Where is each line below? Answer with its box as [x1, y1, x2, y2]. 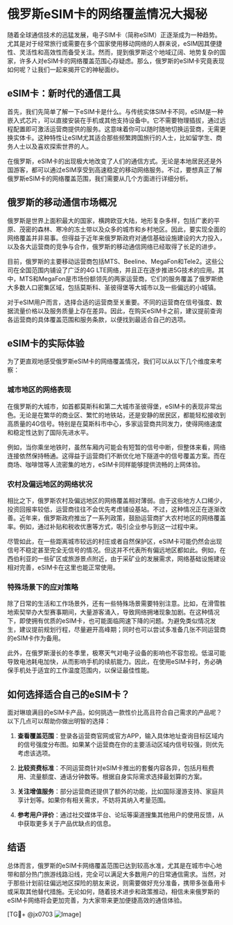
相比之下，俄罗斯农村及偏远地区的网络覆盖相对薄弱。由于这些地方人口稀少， [7, 496, 226, 504]
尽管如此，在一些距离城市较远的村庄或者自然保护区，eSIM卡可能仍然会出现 [7, 537, 223, 545]
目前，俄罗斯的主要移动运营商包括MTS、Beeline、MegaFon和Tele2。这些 [7, 257, 218, 265]
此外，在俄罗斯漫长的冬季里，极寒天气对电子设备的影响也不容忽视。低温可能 [7, 649, 226, 657]
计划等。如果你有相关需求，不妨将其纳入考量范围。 [23, 796, 170, 804]
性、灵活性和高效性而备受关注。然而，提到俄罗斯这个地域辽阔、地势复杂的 [7, 48, 220, 56]
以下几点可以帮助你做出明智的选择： [7, 717, 111, 726]
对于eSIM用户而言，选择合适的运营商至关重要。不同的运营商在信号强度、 [7, 298, 216, 306]
